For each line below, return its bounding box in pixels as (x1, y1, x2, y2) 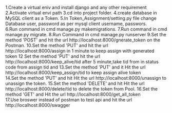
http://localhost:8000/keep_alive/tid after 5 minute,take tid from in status (5, 59, 159, 64)
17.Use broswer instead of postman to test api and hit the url (5, 97, 132, 103)
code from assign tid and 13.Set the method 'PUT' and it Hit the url (5, 64, 146, 70)
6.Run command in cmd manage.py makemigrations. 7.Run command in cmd (5, 26, 167, 32)
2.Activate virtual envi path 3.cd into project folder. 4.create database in (5, 10, 158, 16)
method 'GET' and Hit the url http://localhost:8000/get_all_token (5, 92, 141, 97)
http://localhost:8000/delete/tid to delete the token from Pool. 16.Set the (5, 86, 158, 92)
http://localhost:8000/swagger (5, 102, 70, 108)
